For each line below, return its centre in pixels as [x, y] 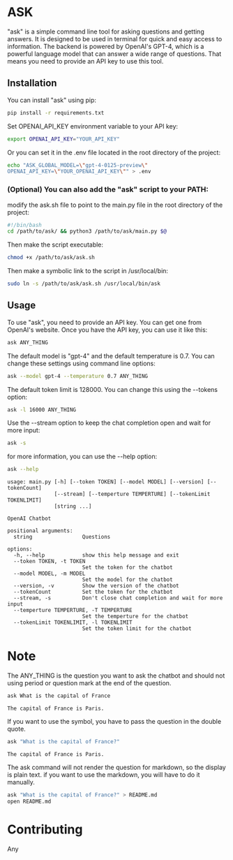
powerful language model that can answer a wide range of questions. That [114, 54]
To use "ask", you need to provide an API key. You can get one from [105, 322]
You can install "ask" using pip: [52, 100]
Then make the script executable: [55, 245]
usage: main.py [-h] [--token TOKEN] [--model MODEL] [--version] [106, 482]
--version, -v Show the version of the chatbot [96, 586]
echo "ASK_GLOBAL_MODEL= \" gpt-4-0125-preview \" [78, 165]
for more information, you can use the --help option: [82, 457]
